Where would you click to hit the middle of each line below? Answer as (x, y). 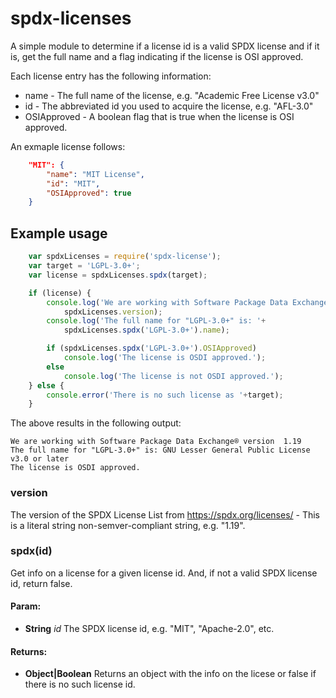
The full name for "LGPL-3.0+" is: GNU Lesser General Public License (160, 450)
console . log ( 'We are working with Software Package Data (167, 302)
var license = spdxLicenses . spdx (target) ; (118, 275)
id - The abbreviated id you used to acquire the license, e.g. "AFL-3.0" (169, 106)
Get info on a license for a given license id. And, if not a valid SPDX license (164, 573)
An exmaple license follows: (68, 146)
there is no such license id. (80, 684)
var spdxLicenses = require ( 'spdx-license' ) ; (125, 257)
